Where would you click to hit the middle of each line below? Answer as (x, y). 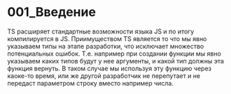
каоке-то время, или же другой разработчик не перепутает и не (104, 76)
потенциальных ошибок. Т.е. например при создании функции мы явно (114, 54)
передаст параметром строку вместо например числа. (90, 83)
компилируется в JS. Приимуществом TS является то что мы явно (107, 38)
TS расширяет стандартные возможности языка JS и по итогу (101, 31)
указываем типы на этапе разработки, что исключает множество (106, 46)
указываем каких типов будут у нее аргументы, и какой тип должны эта (115, 61)
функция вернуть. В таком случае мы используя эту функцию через (110, 68)
